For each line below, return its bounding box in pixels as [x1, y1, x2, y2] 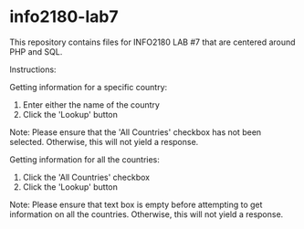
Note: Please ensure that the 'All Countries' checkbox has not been [9, 126, 262, 138]
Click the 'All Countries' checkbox [22, 172, 151, 182]
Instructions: [9, 64, 57, 75]
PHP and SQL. [9, 46, 63, 57]
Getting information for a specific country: [9, 81, 168, 92]
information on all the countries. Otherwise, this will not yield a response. [9, 208, 284, 220]
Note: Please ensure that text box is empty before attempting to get [9, 199, 263, 210]
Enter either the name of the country [22, 99, 160, 110]
